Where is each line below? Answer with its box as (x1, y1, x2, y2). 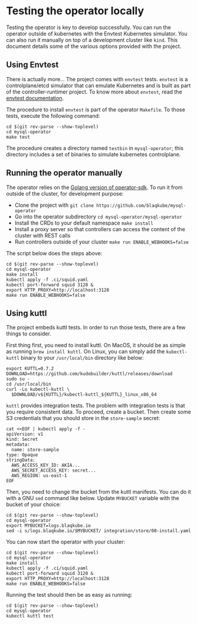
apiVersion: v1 (6, 431, 44, 437)
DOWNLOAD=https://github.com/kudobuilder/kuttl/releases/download (6, 371, 173, 377)
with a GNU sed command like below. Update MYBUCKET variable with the (6, 495, 179, 502)
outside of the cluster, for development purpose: (6, 190, 124, 197)
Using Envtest (6, 60, 59, 70)
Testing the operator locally (6, 4, 145, 18)
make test (6, 134, 31, 140)
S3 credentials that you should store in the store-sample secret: (6, 415, 160, 422)
